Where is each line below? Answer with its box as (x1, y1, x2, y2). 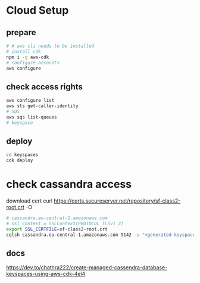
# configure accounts (6, 60, 60, 66)
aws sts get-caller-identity (6, 103, 79, 109)
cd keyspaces (6, 152, 39, 158)
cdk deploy (6, 157, 33, 164)
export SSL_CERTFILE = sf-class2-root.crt (6, 226, 108, 232)
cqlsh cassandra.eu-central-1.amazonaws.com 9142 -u (6, 232, 140, 238)
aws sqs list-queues (6, 114, 58, 120)
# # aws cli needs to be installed (6, 43, 95, 49)
